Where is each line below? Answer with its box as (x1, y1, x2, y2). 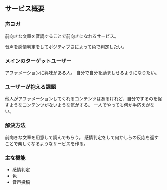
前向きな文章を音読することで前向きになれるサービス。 (5, 33, 119, 39)
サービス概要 (5, 4, 45, 13)
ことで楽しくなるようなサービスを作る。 (5, 140, 88, 146)
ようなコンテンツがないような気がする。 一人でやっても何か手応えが (9, 102, 151, 108)
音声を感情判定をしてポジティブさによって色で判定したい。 (5, 44, 127, 50)
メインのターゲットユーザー (5, 57, 72, 64)
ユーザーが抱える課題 (5, 83, 56, 90)
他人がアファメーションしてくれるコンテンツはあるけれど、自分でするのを (5, 96, 158, 102)
